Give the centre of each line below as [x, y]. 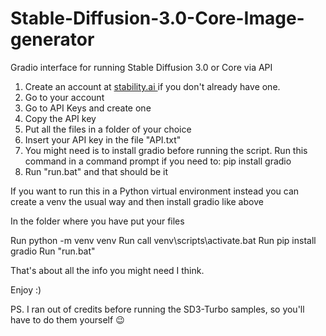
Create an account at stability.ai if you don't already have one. [152, 86]
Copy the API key [60, 118]
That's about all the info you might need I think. [107, 270]
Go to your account [64, 97]
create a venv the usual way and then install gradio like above [137, 201]
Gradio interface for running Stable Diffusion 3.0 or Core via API [141, 67]
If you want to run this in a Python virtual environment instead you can [155, 191]
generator [52, 39]
